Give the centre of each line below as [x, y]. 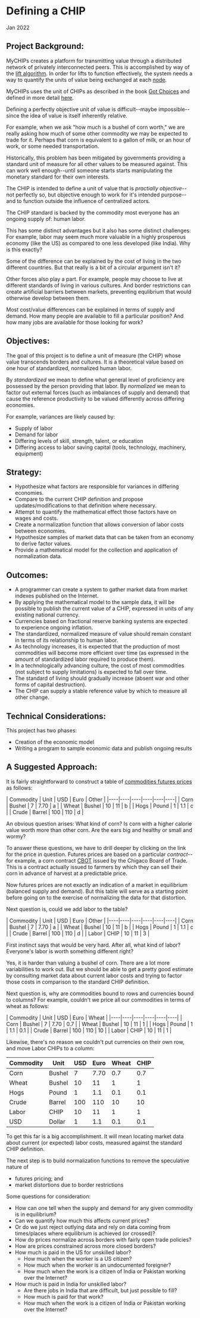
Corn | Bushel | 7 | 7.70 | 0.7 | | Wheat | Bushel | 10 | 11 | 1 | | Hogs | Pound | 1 [100, 1024]
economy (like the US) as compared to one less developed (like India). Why [99, 243]
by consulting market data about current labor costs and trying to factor [94, 975]
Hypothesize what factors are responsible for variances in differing [97, 486]
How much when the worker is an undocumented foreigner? [97, 1265]
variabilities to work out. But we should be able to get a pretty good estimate [100, 969]
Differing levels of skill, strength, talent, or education [79, 441]
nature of [17, 1167]
